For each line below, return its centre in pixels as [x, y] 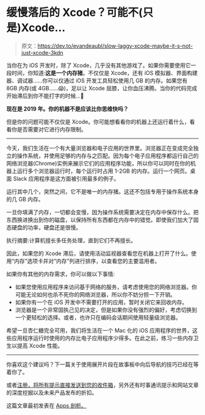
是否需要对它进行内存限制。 [52, 129]
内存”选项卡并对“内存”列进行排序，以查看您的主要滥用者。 [87, 261]
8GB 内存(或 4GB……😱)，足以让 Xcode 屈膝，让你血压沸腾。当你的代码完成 [102, 88]
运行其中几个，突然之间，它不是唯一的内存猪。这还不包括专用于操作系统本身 [103, 191]
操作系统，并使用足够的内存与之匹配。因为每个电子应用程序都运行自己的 [108, 156]
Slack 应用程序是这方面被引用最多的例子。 [66, 178]
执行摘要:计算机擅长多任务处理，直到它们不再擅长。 [71, 240]
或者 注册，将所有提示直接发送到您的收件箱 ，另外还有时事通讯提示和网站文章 [103, 384]
